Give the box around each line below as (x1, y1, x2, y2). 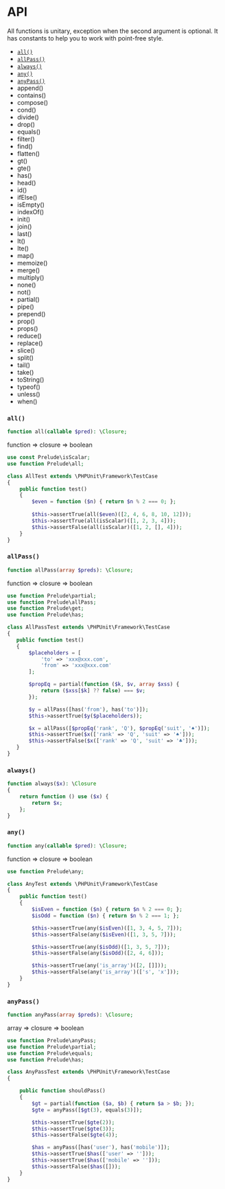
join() (16, 222, 32, 231)
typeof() (16, 382, 41, 391)
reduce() (16, 331, 43, 340)
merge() (16, 266, 40, 274)
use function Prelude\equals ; (7, 1050, 94, 1057)
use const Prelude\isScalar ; (7, 454, 91, 461)
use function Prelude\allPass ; (7, 598, 97, 606)
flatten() (16, 149, 40, 158)
